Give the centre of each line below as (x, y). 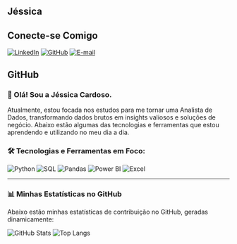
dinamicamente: (31, 219)
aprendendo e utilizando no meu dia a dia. (68, 132)
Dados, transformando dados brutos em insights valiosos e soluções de (112, 117)
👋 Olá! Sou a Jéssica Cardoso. (60, 94)
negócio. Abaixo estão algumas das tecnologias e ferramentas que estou (114, 124)
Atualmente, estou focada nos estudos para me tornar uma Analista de (110, 110)
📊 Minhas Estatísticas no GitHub (65, 194)
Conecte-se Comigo (53, 36)
